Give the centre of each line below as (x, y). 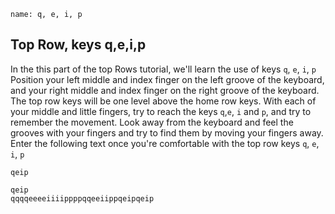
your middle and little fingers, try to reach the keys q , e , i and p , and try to (161, 111)
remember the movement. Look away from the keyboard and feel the (152, 122)
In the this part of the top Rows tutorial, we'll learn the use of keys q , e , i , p (163, 69)
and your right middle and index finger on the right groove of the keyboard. (165, 90)
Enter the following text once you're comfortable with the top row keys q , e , (165, 143)
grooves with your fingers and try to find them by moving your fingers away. (167, 132)
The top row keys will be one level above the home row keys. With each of (163, 101)
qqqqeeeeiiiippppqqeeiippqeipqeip (82, 198)
